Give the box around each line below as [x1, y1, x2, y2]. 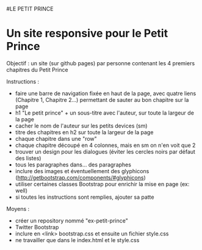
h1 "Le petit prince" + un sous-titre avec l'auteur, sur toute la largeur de [15, 109, 194, 116]
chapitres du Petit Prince [6, 66, 68, 73]
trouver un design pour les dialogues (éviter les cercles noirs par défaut [15, 148, 195, 155]
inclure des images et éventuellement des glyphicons [15, 167, 150, 174]
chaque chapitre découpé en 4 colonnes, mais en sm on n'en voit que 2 [15, 141, 196, 149]
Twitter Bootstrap [15, 223, 59, 230]
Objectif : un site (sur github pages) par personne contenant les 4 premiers [6, 59, 195, 66]
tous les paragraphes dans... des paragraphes [15, 161, 131, 168]
